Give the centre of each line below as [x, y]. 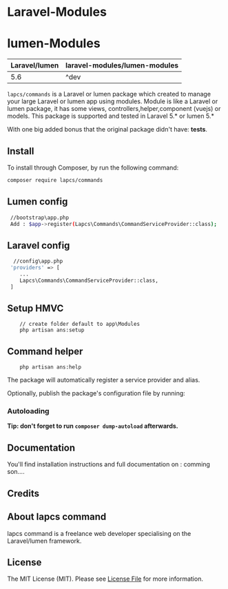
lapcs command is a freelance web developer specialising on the [99, 533]
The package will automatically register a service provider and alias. [104, 380]
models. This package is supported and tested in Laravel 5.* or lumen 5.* [111, 116]
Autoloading [28, 411]
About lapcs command [57, 517]
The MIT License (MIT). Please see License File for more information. [105, 579]
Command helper [45, 351]
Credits [23, 493]
